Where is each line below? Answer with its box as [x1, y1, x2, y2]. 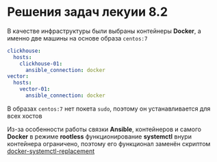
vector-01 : [19, 86, 51, 93]
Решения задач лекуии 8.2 [7, 4, 168, 20]
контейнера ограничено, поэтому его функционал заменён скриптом [7, 139, 211, 148]
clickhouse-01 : [19, 60, 63, 67]
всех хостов [7, 111, 42, 120]
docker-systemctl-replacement [7, 147, 95, 155]
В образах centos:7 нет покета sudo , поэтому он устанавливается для [7, 104, 211, 113]
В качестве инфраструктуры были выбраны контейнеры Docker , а [7, 27, 202, 35]
